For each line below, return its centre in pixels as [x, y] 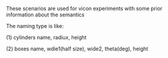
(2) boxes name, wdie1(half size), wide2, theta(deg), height [77, 49]
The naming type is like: [35, 26]
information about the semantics [45, 15]
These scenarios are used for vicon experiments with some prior [84, 8]
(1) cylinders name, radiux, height [46, 37]
